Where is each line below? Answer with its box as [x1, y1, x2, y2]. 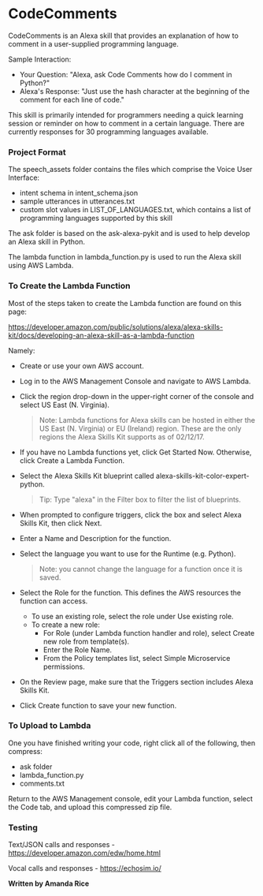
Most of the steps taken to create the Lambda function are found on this [8, 298, 242, 308]
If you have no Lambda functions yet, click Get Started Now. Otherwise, [19, 447, 252, 457]
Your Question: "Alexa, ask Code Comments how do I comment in [19, 69, 232, 79]
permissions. [43, 662, 85, 671]
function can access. [19, 596, 88, 606]
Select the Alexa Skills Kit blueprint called [19, 471, 155, 480]
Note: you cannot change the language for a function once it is [39, 564, 243, 573]
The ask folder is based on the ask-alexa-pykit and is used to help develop [8, 229, 250, 238]
